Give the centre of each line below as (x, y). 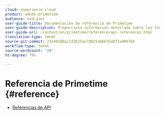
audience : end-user (25, 19)
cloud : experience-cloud (30, 10)
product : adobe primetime (31, 14)
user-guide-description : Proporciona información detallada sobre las (79, 28)
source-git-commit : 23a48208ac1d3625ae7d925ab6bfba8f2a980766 (70, 42)
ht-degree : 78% (21, 55)
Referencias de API (31, 108)
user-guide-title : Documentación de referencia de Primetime (69, 23)
